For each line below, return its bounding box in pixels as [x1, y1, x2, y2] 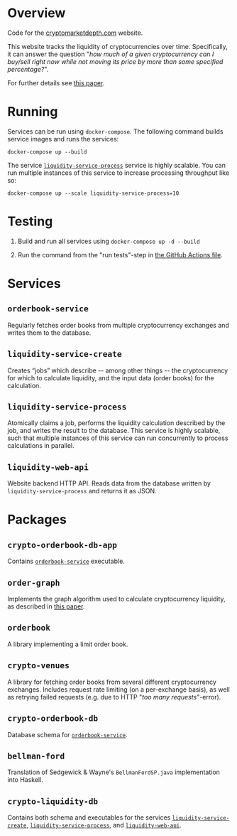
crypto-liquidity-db [7, 796, 99, 806]
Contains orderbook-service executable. [7, 557, 126, 566]
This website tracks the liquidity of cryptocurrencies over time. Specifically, [7, 42, 228, 50]
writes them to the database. [7, 328, 92, 337]
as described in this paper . [7, 602, 85, 611]
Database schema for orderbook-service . [7, 730, 128, 739]
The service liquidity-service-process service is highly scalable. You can [7, 161, 226, 169]
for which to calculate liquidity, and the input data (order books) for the [7, 373, 214, 382]
